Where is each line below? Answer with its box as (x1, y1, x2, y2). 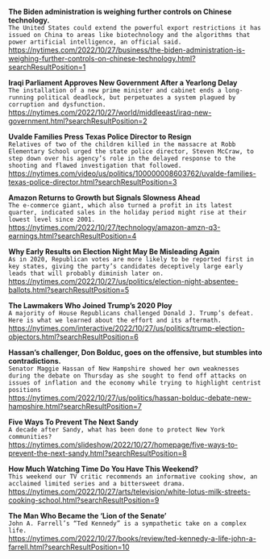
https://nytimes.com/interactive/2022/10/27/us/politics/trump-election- (8, 323, 245, 333)
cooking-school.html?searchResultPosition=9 (8, 495, 160, 505)
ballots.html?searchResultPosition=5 (8, 286, 130, 294)
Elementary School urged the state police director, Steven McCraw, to (8, 148, 254, 156)
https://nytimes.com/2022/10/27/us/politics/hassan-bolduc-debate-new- (8, 393, 252, 403)
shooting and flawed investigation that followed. (8, 161, 182, 169)
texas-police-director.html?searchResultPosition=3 (8, 177, 177, 186)
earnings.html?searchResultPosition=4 (8, 232, 137, 240)
